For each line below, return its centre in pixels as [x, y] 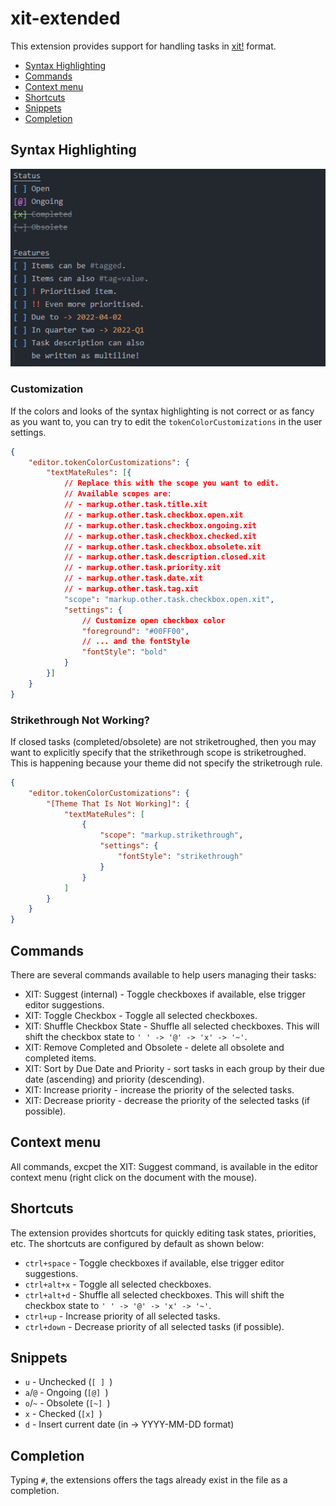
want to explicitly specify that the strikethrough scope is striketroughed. [158, 752]
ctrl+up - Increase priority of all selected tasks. [122, 1316]
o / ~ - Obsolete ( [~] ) [67, 1403]
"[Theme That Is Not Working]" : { [118, 803]
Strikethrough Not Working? [80, 720]
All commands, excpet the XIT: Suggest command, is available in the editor [164, 1166]
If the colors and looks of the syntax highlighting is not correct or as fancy [162, 411]
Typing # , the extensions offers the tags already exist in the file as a [149, 1480]
